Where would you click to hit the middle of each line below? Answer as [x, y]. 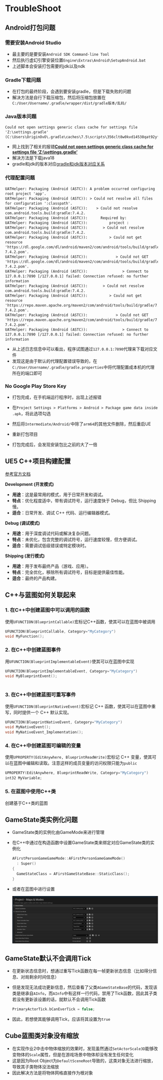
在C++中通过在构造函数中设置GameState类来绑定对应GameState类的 [81, 843]
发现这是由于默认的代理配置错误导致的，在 [55, 361]
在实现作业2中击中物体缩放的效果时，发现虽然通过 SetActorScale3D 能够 [83, 1048]
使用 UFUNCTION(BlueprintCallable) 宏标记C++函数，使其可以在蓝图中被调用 [80, 621]
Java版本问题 [21, 116]
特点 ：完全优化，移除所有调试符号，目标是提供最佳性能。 [69, 572]
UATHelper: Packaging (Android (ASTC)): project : [67, 223]
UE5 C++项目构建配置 [38, 461]
